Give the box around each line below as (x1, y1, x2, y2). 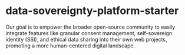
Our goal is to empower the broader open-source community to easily (5, 23, 176, 30)
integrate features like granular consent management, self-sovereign (5, 29, 172, 36)
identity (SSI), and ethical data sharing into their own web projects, (5, 36, 167, 43)
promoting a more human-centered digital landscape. (5, 42, 136, 49)
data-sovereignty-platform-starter (5, 4, 179, 18)
